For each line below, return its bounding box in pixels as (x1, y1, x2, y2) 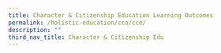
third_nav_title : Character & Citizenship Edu (8, 33, 164, 41)
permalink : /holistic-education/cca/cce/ (8, 19, 147, 26)
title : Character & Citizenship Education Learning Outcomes (8, 11, 214, 19)
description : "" (8, 26, 62, 34)
